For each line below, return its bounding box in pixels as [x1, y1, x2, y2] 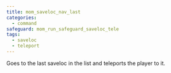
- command [12, 20, 37, 26]
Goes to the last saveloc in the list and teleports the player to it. [6, 59, 165, 67]
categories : [6, 15, 37, 21]
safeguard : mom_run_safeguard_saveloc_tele [6, 26, 120, 32]
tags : [6, 32, 20, 38]
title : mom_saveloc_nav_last [6, 9, 81, 15]
